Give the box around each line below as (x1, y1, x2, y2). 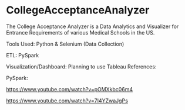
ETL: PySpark (6, 51, 39, 59)
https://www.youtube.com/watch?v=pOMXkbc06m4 (6, 85, 133, 92)
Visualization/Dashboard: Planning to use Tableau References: (6, 63, 157, 70)
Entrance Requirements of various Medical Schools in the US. (6, 29, 155, 36)
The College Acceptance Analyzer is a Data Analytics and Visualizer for (6, 23, 179, 30)
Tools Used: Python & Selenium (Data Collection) (6, 40, 125, 47)
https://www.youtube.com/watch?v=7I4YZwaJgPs (6, 97, 128, 104)
